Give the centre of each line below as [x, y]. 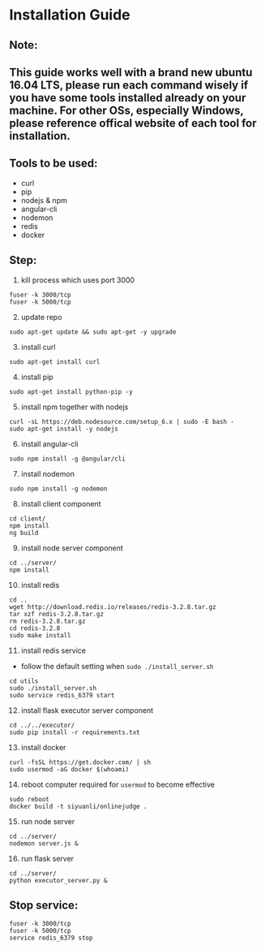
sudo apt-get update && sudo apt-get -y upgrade [93, 332]
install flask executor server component [87, 710]
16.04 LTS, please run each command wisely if [129, 85]
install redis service [53, 650]
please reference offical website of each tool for [133, 123]
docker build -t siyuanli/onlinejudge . [79, 806]
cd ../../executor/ [42, 725]
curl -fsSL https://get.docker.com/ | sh [80, 762]
